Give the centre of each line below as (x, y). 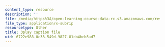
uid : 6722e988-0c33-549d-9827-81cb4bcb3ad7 (50, 37)
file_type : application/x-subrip (39, 23)
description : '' (22, 14)
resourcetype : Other (26, 28)
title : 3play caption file (33, 32)
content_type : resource (29, 10)
